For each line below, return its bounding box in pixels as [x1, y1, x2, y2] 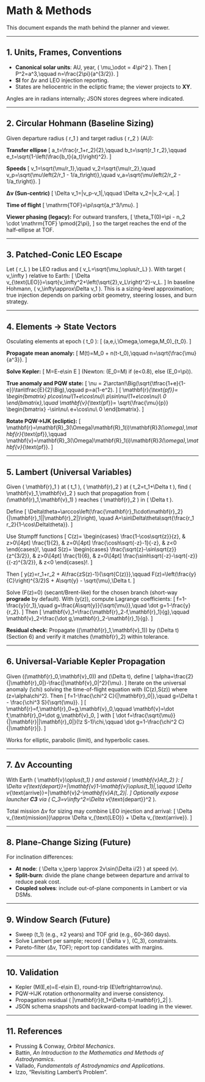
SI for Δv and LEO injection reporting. [15, 76, 109, 84]
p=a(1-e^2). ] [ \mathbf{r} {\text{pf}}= [85, 386, 178, 394]
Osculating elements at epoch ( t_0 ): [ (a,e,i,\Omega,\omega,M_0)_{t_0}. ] [6, 338, 192, 345]
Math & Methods [6, 4, 92, 18]
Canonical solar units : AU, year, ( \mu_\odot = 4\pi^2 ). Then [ [15, 64, 171, 71]
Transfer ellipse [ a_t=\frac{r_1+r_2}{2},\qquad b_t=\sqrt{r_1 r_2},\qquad [6, 146, 187, 153]
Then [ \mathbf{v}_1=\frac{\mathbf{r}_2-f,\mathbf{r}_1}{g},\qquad [25, 608, 190, 615]
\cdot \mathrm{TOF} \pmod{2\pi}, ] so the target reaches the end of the [6, 219, 187, 227]
